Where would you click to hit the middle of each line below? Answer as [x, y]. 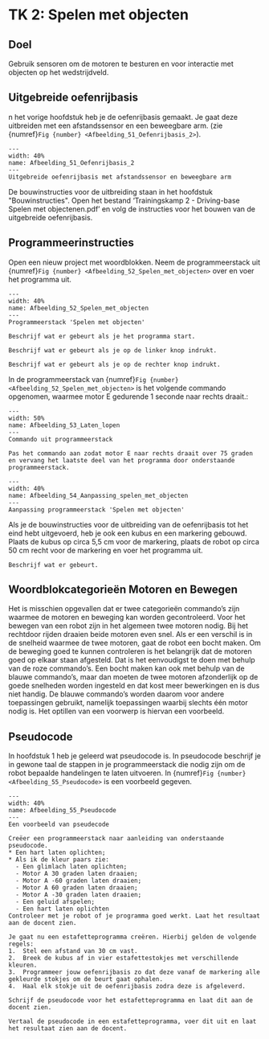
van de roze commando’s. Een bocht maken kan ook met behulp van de [126, 668]
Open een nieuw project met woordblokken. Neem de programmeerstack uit [134, 262]
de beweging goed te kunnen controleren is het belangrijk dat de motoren [130, 651]
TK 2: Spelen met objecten [98, 15]
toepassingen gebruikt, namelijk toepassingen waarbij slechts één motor [128, 703]
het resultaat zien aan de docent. [68, 1029]
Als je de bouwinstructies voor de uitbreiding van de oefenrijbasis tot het [128, 524]
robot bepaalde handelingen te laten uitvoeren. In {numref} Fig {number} [127, 773]
